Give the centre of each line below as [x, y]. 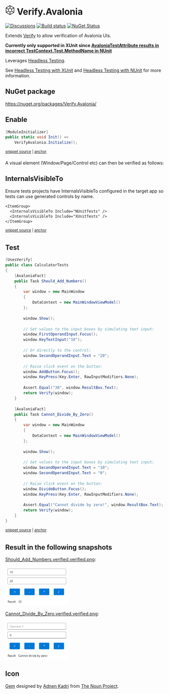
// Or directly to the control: [58, 350]
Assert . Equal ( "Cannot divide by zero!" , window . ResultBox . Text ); [94, 505]
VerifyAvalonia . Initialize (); [46, 143]
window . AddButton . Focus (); [52, 372]
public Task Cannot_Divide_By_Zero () [54, 414]
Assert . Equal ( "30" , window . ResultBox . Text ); [71, 388]
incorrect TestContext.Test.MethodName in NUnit [59, 51]
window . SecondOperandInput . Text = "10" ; [66, 468]
